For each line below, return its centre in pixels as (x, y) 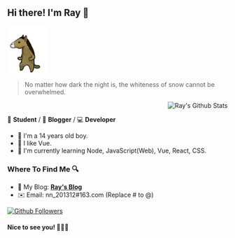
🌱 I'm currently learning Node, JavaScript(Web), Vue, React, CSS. (112, 150)
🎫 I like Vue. (35, 143)
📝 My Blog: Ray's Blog (50, 187)
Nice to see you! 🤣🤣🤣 (38, 227)
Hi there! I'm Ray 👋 (48, 13)
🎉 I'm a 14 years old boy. (53, 135)
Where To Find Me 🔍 (43, 169)
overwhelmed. (45, 92)
